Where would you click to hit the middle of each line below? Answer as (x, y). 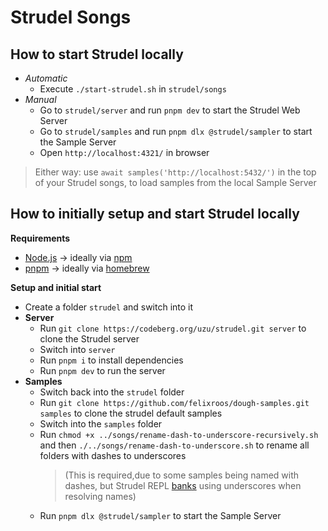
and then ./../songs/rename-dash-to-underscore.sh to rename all (174, 445)
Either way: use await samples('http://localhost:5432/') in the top (175, 172)
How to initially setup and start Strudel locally (155, 214)
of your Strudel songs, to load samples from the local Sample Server (175, 182)
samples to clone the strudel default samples (131, 413)
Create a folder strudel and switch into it (109, 307)
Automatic (46, 78)
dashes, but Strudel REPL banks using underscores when (183, 485)
